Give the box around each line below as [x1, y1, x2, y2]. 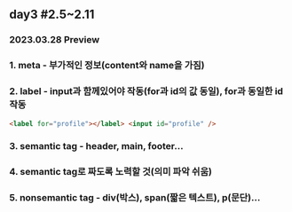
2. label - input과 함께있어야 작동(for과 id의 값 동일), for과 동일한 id [9, 85, 284, 98]
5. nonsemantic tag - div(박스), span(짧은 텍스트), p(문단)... [9, 192, 261, 204]
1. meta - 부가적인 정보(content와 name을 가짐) [9, 59, 205, 72]
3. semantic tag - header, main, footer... [9, 140, 184, 153]
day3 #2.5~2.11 [9, 7, 95, 22]
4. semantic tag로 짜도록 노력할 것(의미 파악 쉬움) [9, 166, 213, 178]
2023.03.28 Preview [9, 34, 100, 46]
